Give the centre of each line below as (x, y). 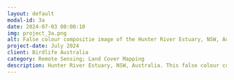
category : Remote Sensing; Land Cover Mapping (76, 59)
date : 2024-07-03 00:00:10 (46, 26)
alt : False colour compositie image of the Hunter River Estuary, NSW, (113, 40)
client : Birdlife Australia (48, 53)
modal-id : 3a (26, 20)
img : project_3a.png (37, 33)
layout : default (31, 14)
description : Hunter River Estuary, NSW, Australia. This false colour (113, 65)
